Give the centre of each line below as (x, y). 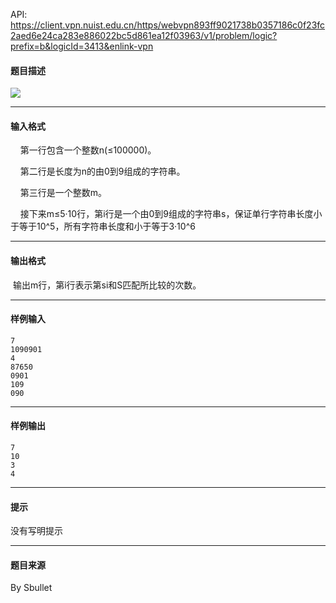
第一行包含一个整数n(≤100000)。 (88, 150)
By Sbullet (31, 588)
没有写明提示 (36, 531)
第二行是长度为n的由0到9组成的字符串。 (102, 171)
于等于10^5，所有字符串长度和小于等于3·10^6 (103, 226)
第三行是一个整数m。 (63, 193)
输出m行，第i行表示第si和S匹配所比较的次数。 (107, 285)
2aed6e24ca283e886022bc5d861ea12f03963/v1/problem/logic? (144, 35)
